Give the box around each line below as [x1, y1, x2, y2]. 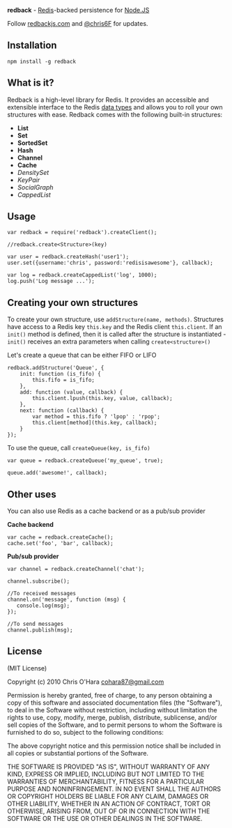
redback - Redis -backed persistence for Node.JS [7, 6, 150, 14]
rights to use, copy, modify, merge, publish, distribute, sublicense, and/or [7, 713, 217, 721]
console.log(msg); [16, 602, 70, 609]
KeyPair [17, 176, 40, 184]
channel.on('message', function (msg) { [7, 596, 127, 604]
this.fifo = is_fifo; [32, 376, 95, 384]
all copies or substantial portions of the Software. [7, 749, 148, 757]
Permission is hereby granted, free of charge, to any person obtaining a [7, 691, 212, 699]
